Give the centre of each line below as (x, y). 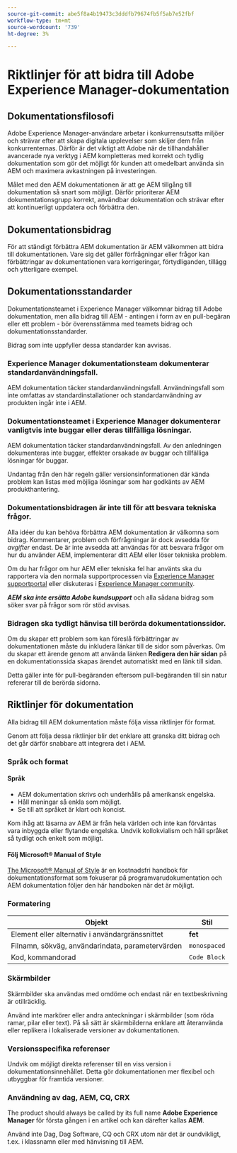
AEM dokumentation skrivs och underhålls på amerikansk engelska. (116, 794)
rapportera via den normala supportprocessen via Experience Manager (111, 576)
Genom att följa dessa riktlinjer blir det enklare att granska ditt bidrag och (114, 736)
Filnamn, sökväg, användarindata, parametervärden (97, 946)
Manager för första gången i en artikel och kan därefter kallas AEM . (106, 1120)
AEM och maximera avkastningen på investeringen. (82, 171)
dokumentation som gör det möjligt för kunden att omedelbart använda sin (116, 163)
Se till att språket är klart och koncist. (71, 809)
